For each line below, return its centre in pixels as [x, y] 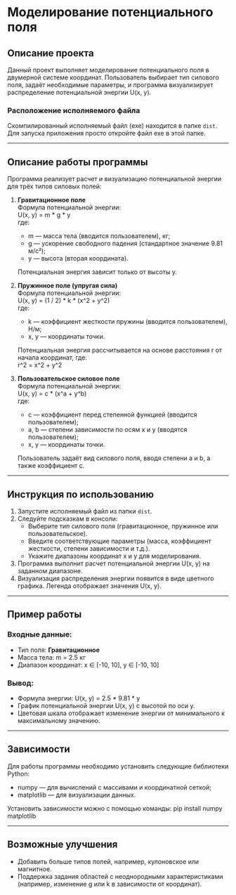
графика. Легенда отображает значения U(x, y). [89, 586]
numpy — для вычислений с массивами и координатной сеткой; [114, 787]
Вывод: [20, 683]
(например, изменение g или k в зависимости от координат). [110, 884]
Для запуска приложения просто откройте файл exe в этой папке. [106, 133]
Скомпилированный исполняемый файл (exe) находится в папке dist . [112, 126]
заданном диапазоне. [50, 570]
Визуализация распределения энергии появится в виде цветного [116, 578]
